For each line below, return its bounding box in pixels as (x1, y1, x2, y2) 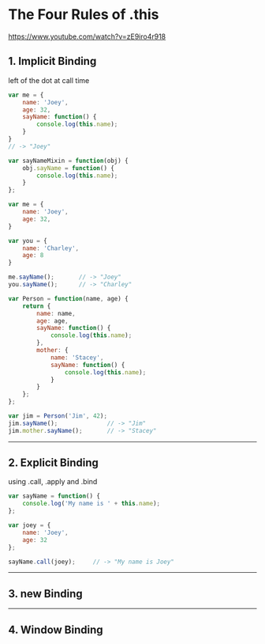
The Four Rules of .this (8, 6, 159, 24)
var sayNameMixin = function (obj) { (8, 157, 129, 165)
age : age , (36, 316, 69, 325)
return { (22, 302, 51, 310)
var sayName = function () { (8, 492, 101, 500)
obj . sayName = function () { (22, 164, 114, 172)
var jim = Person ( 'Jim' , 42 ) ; (8, 412, 108, 420)
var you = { (8, 237, 47, 244)
